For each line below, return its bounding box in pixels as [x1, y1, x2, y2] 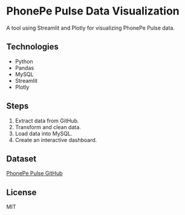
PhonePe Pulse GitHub [6, 170, 63, 177]
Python [15, 57, 33, 65]
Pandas [15, 64, 34, 71]
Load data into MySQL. [15, 130, 73, 137]
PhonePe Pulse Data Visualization [6, 4, 180, 18]
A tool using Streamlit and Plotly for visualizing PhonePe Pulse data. [6, 24, 175, 31]
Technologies [6, 42, 59, 52]
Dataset [6, 153, 37, 164]
